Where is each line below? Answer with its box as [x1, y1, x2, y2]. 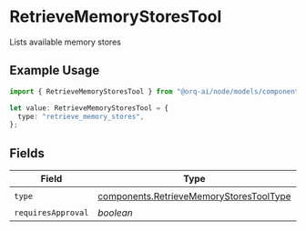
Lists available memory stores [9, 36, 121, 47]
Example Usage [9, 63, 100, 78]
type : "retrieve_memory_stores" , [17, 112, 145, 121]
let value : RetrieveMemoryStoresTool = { [9, 103, 169, 113]
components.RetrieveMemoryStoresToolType [97, 189, 291, 202]
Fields [9, 146, 46, 161]
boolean [97, 206, 134, 219]
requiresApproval [14, 207, 89, 218]
